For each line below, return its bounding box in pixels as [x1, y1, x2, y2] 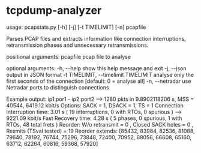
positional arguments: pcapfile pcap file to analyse [6, 53, 131, 60]
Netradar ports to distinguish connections [6, 83, 109, 91]
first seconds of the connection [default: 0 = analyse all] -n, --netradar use [6, 77, 191, 85]
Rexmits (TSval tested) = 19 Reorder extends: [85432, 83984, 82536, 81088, [6, 127, 195, 134]
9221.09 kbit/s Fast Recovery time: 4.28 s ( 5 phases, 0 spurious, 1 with [6, 115, 182, 122]
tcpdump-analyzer [6, 4, 102, 17]
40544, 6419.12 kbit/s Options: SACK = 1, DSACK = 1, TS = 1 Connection [6, 101, 184, 109]
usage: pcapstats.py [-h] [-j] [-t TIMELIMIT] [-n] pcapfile [6, 23, 146, 31]
